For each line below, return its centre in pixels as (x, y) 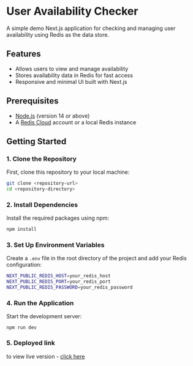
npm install (21, 230)
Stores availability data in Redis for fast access (74, 75)
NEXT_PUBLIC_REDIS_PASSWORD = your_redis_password (70, 288)
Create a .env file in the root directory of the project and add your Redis (96, 258)
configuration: (24, 265)
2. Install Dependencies (42, 204)
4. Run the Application (40, 303)
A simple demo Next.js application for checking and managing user (91, 28)
